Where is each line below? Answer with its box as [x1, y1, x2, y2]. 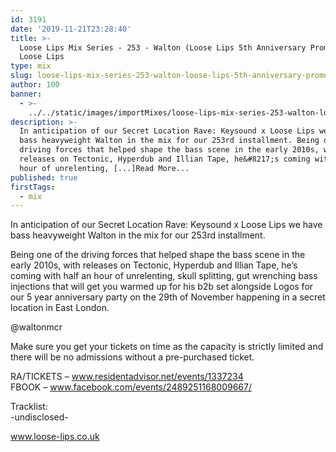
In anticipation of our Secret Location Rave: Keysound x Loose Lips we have [10, 219, 323, 231]
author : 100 [10, 80, 60, 90]
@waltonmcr [10, 321, 63, 333]
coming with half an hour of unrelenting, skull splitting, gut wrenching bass [10, 270, 318, 282]
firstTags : [10, 182, 56, 192]
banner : [10, 89, 43, 99]
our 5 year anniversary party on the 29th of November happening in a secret [10, 291, 326, 303]
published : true [10, 172, 78, 183]
